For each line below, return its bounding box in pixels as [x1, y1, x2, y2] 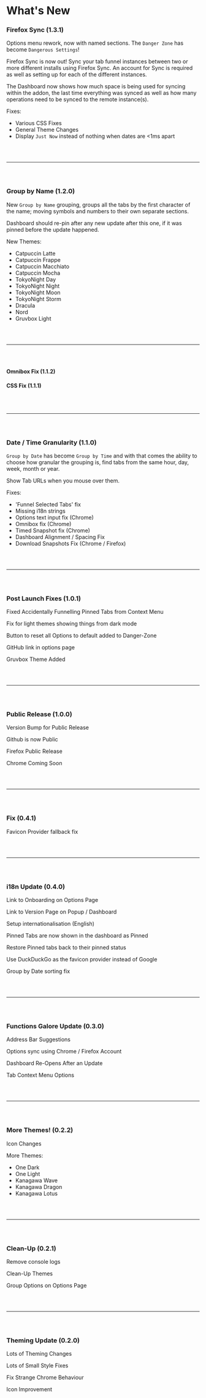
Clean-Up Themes [6, 1270, 53, 1277]
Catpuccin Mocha [15, 269, 61, 277]
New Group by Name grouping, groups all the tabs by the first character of [6, 201, 191, 208]
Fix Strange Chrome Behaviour [6, 1374, 84, 1381]
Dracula [15, 302, 36, 309]
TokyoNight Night [15, 282, 60, 289]
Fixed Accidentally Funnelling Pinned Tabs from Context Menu [6, 608, 164, 616]
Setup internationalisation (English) [6, 920, 95, 928]
